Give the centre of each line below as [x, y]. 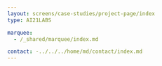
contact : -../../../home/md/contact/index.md [75, 52]
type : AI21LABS [29, 20]
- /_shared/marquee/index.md [56, 39]
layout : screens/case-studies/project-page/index [81, 14]
